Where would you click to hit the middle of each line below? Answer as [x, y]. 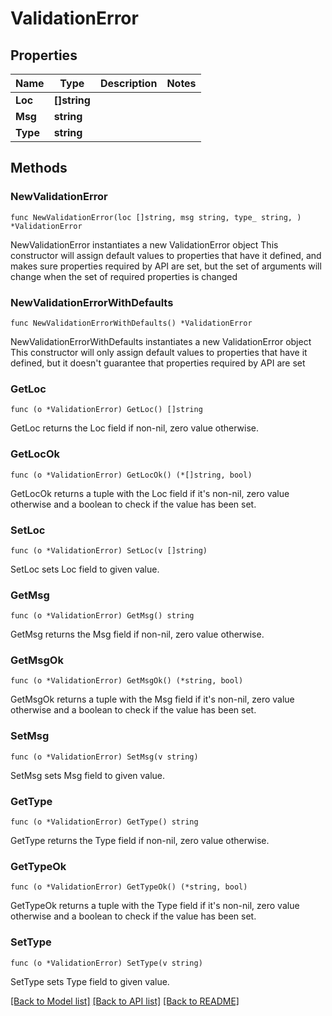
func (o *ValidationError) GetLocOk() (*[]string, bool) [131, 475]
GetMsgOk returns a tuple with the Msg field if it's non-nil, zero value [152, 699]
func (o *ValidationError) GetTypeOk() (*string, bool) [129, 887]
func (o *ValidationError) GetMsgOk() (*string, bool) [127, 681]
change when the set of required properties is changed [124, 276]
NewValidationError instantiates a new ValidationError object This [144, 244]
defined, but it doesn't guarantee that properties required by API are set [158, 363]
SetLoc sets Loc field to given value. [85, 569]
